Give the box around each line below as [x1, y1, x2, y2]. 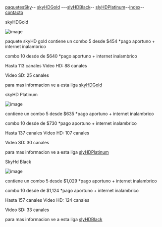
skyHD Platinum [5, 92, 38, 97]
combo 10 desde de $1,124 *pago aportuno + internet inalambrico [5, 188, 139, 193]
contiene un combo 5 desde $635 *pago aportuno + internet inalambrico [5, 111, 154, 116]
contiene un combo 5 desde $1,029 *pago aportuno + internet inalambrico [5, 178, 157, 184]
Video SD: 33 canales [5, 207, 50, 213]
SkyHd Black [5, 159, 31, 165]
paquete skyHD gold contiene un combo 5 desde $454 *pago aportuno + [5, 38, 155, 44]
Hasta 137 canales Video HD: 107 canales [5, 130, 90, 136]
